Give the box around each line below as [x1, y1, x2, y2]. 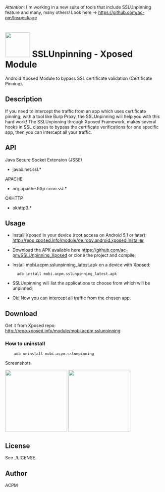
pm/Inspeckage [5, 15, 37, 20]
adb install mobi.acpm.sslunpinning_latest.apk [17, 272, 117, 276]
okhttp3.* [12, 205, 32, 211]
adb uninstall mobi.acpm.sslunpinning [14, 351, 94, 356]
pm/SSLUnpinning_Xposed [12, 252, 68, 258]
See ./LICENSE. [5, 455, 37, 461]
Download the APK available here [12, 247, 81, 253]
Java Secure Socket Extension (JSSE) [5, 157, 83, 163]
